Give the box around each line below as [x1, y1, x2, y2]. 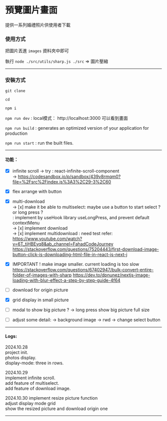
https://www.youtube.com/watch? [12, 236, 83, 242]
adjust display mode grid [5, 401, 56, 407]
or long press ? [12, 209, 43, 215]
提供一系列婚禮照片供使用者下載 [5, 22, 71, 28]
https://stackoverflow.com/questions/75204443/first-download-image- [12, 246, 159, 252]
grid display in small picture [12, 297, 69, 303]
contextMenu [12, 220, 40, 226]
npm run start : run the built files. [5, 140, 74, 146]
